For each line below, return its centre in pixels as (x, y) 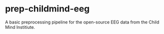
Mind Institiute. (20, 27)
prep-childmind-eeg (47, 9)
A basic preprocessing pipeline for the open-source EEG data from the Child (82, 22)
